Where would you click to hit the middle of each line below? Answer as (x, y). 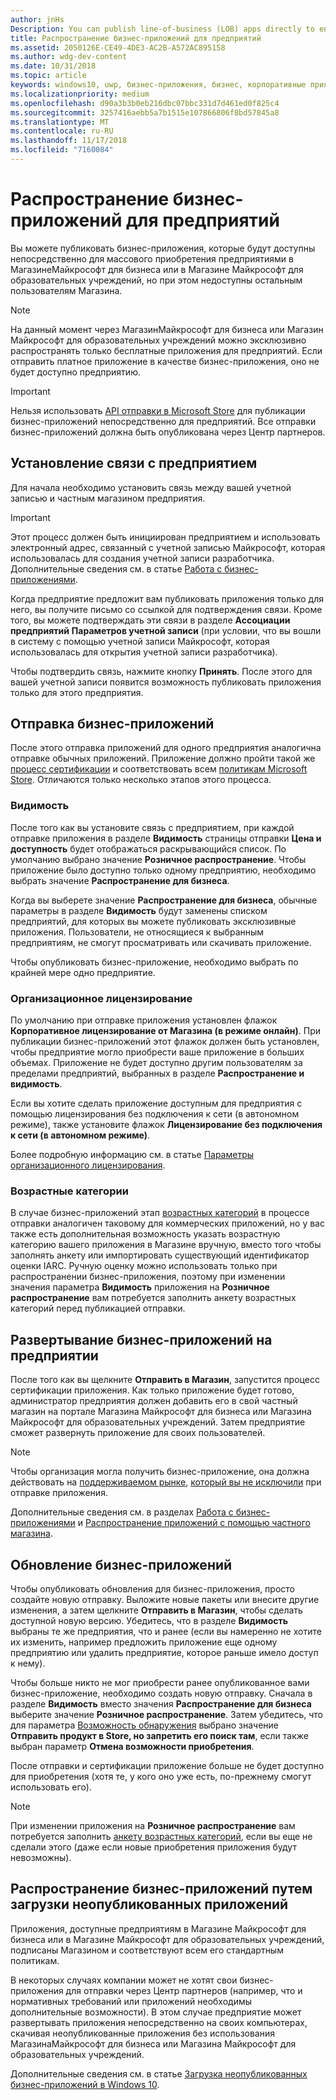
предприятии (54, 1355)
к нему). (28, 1663)
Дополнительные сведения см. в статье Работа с (116, 568)
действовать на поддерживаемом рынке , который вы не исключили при (166, 1482)
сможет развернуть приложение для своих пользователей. (138, 1433)
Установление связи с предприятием (134, 463)
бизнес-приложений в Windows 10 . (85, 2084)
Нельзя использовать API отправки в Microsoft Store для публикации (158, 410)
